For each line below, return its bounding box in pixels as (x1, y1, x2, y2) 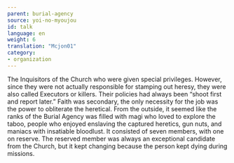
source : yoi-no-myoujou (7, 17, 77, 24)
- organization (7, 56, 52, 63)
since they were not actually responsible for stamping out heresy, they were (7, 82, 226, 91)
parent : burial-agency (7, 10, 74, 17)
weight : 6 (7, 36, 36, 43)
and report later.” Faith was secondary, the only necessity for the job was (7, 97, 219, 106)
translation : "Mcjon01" (7, 43, 77, 50)
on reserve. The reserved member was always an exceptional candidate (7, 134, 216, 143)
